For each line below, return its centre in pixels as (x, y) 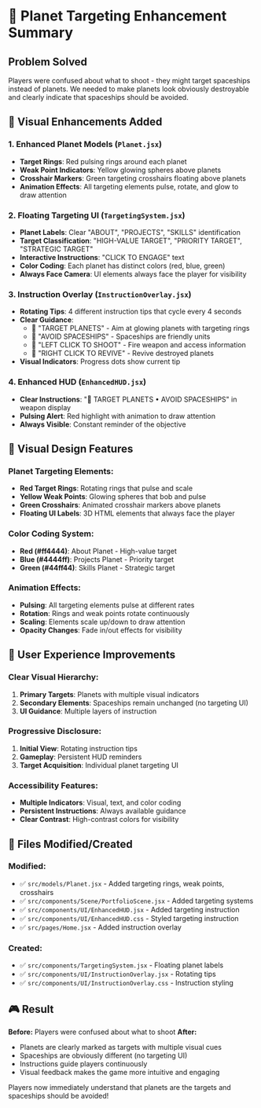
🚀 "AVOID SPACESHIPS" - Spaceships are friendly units (121, 336)
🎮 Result (31, 1009)
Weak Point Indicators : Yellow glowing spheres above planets (120, 170)
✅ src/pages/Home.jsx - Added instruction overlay (101, 927)
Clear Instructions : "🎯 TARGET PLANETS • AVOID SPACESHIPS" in (128, 399)
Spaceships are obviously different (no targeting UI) (103, 1055)
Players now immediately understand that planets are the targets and (120, 1087)
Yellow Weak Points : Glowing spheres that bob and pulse (113, 497)
